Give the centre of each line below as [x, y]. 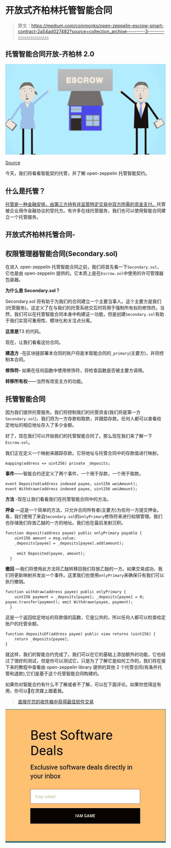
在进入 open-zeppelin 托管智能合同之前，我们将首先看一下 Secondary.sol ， [83, 267]
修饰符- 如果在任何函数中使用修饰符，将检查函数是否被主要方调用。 [76, 371]
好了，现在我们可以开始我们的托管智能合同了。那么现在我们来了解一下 [79, 436]
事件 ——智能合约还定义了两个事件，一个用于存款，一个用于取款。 [74, 474]
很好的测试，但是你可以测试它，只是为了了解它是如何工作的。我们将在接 [90, 661]
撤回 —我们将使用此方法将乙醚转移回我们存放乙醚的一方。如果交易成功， [82, 569]
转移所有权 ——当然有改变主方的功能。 [45, 381]
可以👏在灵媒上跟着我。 [42, 691]
